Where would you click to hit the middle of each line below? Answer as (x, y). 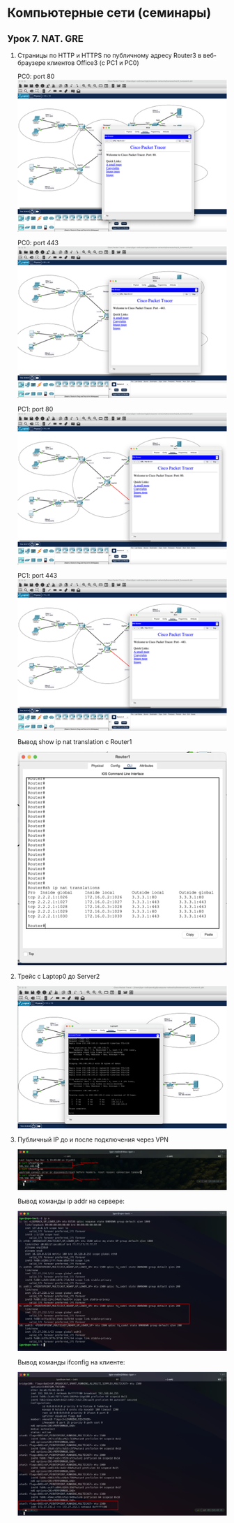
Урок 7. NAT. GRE (45, 39)
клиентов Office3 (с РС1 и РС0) (93, 63)
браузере (31, 63)
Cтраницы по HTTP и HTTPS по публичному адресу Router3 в (109, 55)
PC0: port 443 (38, 243)
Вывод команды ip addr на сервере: (71, 1201)
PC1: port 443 (37, 576)
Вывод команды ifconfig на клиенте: (71, 1362)
